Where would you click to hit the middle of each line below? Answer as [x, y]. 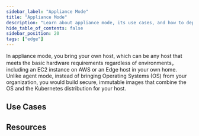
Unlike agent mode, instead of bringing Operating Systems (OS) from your [97, 76]
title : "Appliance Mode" [37, 17]
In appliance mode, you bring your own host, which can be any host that [94, 56]
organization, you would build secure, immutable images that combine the [96, 82]
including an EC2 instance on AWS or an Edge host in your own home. [92, 69]
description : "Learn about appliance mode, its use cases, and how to [95, 22]
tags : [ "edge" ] [25, 39]
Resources [26, 127]
